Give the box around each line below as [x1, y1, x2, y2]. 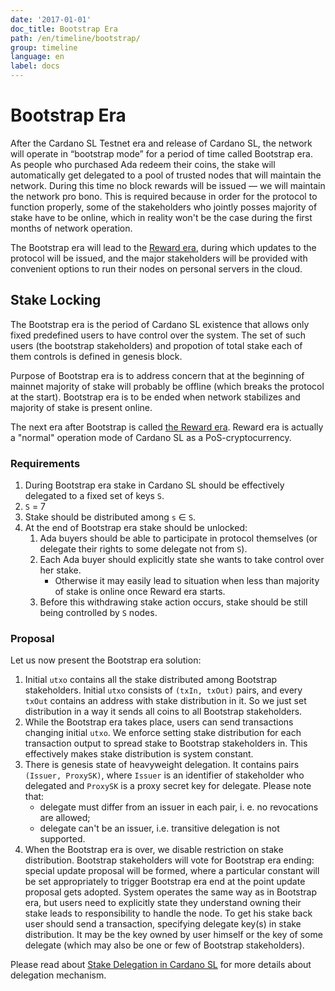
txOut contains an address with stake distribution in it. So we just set [24, 695, 307, 707]
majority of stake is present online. [10, 401, 153, 413]
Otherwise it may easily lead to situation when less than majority [54, 575, 320, 587]
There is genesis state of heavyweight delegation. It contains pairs [24, 759, 300, 771]
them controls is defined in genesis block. [10, 350, 183, 362]
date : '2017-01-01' [10, 14, 92, 25]
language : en [10, 52, 65, 62]
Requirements [10, 456, 81, 470]
